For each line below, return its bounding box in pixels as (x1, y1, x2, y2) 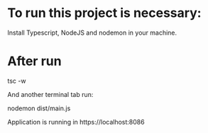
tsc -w (7, 76, 26, 85)
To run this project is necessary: (7, 5, 202, 21)
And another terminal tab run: (7, 90, 94, 98)
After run (7, 53, 62, 69)
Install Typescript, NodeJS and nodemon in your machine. (7, 28, 177, 37)
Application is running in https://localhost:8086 (7, 117, 145, 126)
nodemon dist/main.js (7, 104, 71, 112)
